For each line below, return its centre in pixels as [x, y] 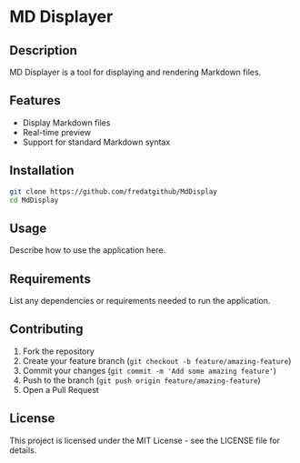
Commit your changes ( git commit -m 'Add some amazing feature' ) [150, 370]
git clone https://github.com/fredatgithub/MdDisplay [114, 191]
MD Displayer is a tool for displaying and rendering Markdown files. [135, 72]
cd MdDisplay [34, 200]
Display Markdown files [66, 122]
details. [23, 450]
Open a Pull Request [61, 389]
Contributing [46, 329]
